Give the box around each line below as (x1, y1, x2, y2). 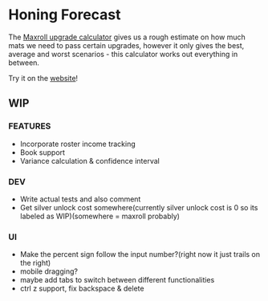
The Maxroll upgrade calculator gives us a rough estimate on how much (8, 32, 246, 42)
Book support (19, 147, 66, 157)
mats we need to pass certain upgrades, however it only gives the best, (8, 40, 245, 50)
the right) (19, 258, 51, 268)
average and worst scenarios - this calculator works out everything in (8, 49, 238, 59)
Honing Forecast (8, 6, 121, 24)
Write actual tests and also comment (19, 194, 141, 204)
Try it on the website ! (8, 73, 79, 83)
